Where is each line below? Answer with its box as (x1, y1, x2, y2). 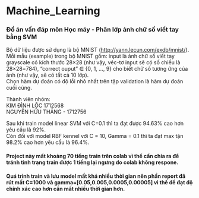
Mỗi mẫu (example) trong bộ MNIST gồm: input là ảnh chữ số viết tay (6, 52, 175, 60)
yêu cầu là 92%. (6, 126, 46, 133)
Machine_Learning (6, 4, 101, 18)
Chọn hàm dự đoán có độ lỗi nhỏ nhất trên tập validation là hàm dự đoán (6, 78, 184, 85)
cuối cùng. (6, 84, 33, 92)
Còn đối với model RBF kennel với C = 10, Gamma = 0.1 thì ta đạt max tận (6, 133, 184, 140)
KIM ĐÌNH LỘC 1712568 (6, 102, 64, 109)
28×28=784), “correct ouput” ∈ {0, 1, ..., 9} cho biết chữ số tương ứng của (6, 65, 188, 73)
